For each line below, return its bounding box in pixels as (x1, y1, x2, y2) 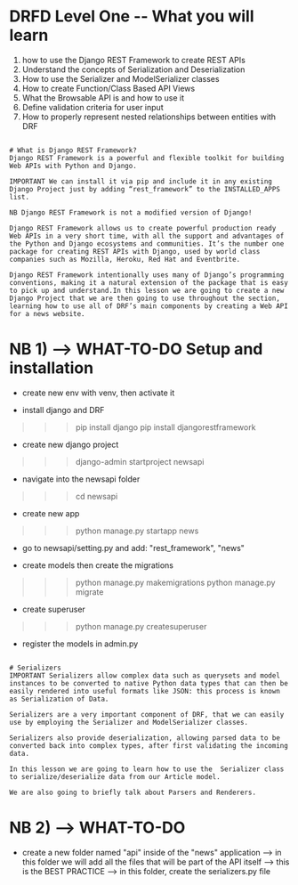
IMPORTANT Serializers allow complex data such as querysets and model (9, 670, 280, 680)
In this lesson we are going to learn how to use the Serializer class (9, 764, 285, 774)
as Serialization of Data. (9, 694, 109, 703)
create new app (21, 507, 80, 518)
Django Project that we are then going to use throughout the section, (9, 294, 280, 303)
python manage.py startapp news (75, 525, 199, 536)
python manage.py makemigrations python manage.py (75, 577, 276, 588)
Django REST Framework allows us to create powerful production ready (9, 223, 277, 232)
